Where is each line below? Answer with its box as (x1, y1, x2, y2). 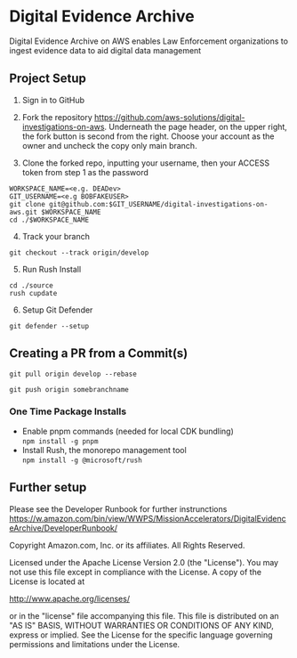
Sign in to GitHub (21, 94, 85, 105)
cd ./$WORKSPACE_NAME (9, 215, 90, 224)
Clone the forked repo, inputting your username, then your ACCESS (21, 158, 269, 168)
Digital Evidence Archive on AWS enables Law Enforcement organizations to (9, 36, 289, 46)
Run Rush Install (21, 264, 82, 274)
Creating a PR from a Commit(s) (9, 345, 189, 361)
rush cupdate (9, 288, 58, 297)
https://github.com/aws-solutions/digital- (94, 111, 245, 122)
